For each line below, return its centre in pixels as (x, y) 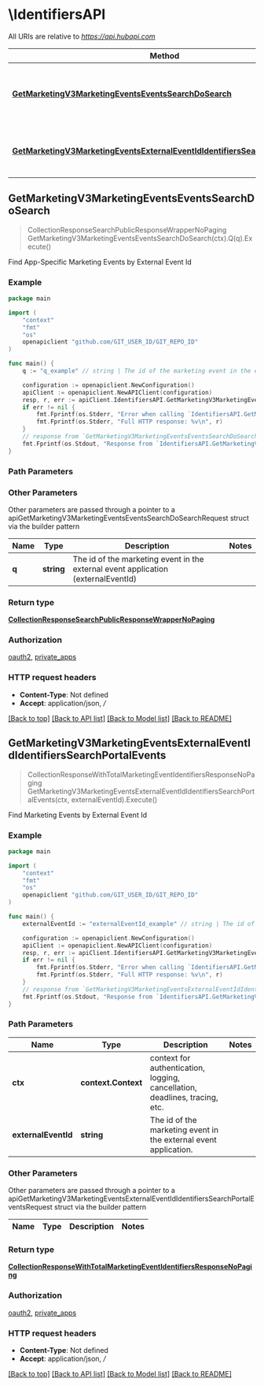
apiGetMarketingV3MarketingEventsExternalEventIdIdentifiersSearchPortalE (132, 1198)
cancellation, (174, 1087)
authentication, (178, 1068)
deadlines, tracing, (184, 1097)
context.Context (112, 1083)
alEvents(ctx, (48, 799)
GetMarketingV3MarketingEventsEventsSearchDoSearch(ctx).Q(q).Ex (140, 238)
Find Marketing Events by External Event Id (78, 815)
